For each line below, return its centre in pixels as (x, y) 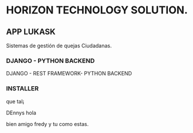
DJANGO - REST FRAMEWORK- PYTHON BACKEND (69, 73)
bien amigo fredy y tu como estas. (48, 124)
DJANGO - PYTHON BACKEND (50, 61)
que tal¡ (15, 101)
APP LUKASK (31, 32)
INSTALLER (23, 89)
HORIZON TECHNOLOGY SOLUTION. (97, 10)
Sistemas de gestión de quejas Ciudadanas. (59, 45)
